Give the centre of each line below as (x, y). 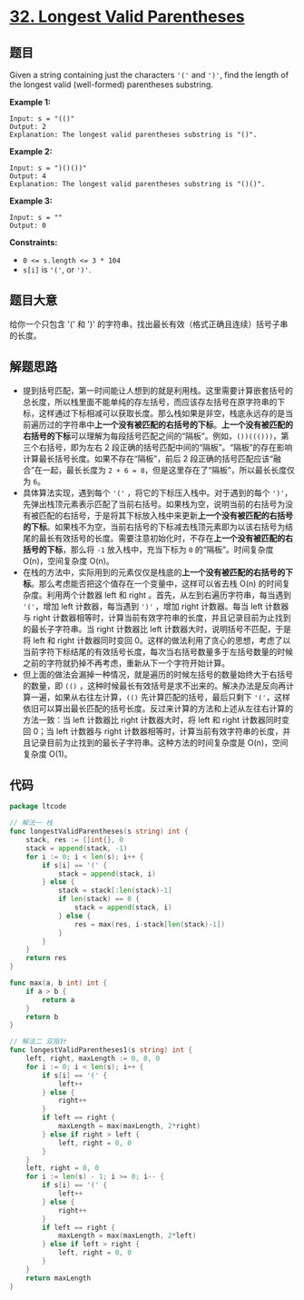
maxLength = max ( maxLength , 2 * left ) (127, 1236)
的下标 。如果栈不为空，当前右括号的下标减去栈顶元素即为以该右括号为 (154, 526)
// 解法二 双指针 (38, 1042)
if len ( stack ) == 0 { (99, 899)
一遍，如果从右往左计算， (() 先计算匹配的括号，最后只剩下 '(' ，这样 (160, 697)
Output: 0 (28, 225)
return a (59, 1000)
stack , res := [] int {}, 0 (75, 840)
